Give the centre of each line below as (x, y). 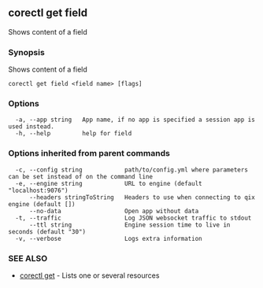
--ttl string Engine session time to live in (130, 225)
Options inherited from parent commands (89, 153)
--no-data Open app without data (114, 211)
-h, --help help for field (74, 134)
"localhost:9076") (38, 190)
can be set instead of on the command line (81, 176)
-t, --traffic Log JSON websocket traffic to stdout (133, 218)
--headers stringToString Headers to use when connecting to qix (142, 197)
